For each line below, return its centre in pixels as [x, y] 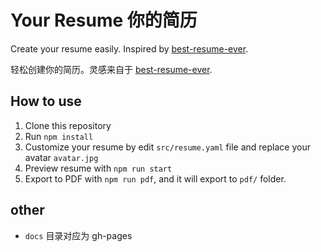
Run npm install [59, 136]
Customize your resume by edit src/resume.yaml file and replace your [167, 147]
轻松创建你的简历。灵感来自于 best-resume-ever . [111, 69]
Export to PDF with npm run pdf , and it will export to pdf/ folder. [155, 178]
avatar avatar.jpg [61, 157]
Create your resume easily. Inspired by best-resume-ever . [129, 48]
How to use [46, 101]
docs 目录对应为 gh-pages [78, 235]
